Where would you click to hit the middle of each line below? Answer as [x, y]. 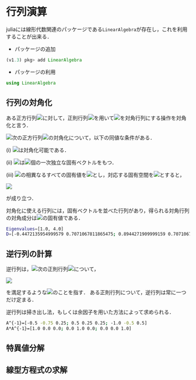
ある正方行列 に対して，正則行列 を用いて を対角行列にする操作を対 [94, 118]
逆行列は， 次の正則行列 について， [52, 269]
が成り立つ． [21, 198]
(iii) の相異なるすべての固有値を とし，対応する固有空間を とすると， [95, 175]
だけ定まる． [21, 300]
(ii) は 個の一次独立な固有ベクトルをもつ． [62, 162]
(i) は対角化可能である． [38, 150]
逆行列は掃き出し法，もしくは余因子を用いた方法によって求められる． [90, 312]
